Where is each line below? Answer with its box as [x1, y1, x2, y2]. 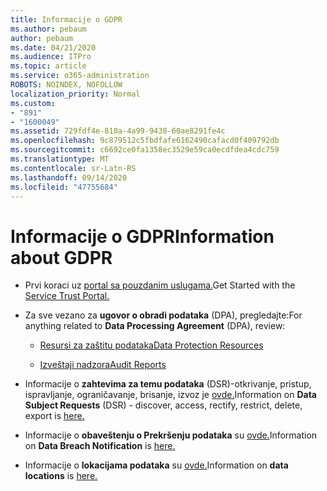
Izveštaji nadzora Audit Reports [39, 359, 167, 371]
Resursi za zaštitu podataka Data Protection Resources [39, 339, 264, 351]
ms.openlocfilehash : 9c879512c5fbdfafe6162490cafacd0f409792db [10, 136, 280, 146]
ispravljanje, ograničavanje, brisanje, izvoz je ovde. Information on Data [24, 389, 317, 401]
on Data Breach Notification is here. [24, 440, 176, 452]
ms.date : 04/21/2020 [10, 42, 97, 53]
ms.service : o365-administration [10, 71, 150, 81]
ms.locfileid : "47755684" [10, 182, 118, 192]
